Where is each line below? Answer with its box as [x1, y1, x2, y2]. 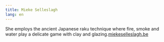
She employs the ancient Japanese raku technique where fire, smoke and [5, 25, 159, 31]
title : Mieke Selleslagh [5, 7, 58, 12]
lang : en [5, 12, 24, 17]
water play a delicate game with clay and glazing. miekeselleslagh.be [5, 31, 149, 37]
